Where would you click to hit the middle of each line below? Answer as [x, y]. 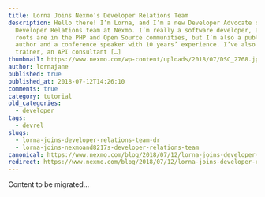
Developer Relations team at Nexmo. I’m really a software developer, [134, 30]
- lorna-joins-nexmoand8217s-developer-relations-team [107, 147]
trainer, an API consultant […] [69, 52]
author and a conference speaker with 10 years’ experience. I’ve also [136, 45]
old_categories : [35, 103]
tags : [17, 118]
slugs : [19, 132]
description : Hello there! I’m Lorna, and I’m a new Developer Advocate [130, 23]
